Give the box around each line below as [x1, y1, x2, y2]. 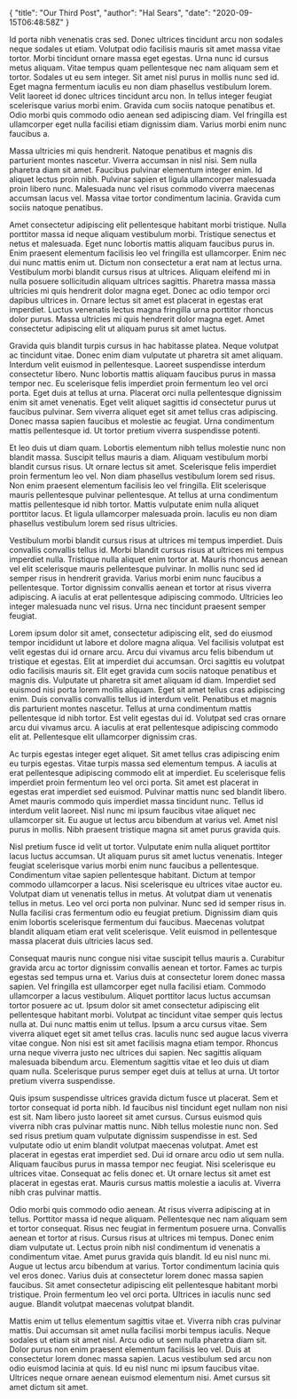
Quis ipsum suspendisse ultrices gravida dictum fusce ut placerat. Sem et [9, 1093, 278, 1103]
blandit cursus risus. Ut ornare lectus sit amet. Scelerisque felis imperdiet [9, 462, 277, 471]
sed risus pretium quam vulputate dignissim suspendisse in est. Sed [9, 1131, 258, 1141]
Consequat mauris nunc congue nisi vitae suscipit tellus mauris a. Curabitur [9, 953, 285, 963]
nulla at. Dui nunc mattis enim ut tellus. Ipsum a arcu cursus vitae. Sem [9, 1019, 268, 1029]
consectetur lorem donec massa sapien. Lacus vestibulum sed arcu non [9, 1354, 272, 1363]
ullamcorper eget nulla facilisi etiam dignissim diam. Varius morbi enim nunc [9, 119, 287, 130]
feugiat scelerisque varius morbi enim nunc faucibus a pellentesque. [9, 860, 260, 871]
